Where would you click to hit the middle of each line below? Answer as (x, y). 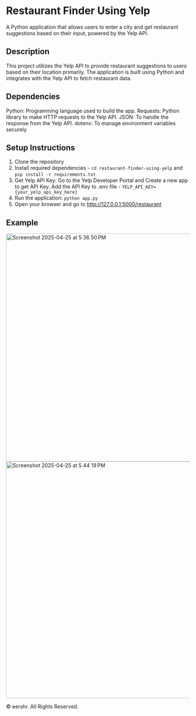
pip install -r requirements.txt (55, 175)
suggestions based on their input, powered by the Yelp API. (77, 33)
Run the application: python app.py (56, 198)
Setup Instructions (41, 148)
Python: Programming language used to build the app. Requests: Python (93, 111)
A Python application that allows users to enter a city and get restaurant (92, 27)
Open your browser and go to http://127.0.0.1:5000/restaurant (88, 204)
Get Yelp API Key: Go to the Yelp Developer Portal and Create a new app (101, 180)
